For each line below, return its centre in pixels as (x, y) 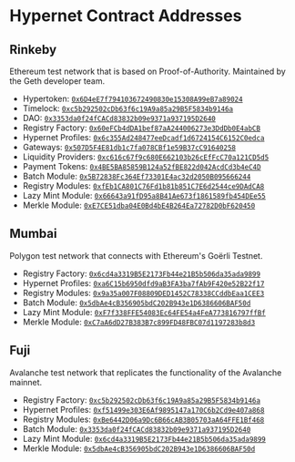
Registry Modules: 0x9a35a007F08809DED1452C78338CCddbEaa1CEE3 (143, 293)
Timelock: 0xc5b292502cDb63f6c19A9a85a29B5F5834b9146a (128, 108)
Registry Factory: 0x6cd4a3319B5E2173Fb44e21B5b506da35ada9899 (142, 273)
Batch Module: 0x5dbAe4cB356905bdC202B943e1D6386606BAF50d (137, 303)
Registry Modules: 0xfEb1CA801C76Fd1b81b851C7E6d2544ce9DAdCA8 (143, 186)
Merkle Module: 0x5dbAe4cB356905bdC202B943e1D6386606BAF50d (139, 448)
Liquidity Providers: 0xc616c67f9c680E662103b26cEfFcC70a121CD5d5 (146, 157)
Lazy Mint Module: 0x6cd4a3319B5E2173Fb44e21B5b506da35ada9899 (144, 438)
